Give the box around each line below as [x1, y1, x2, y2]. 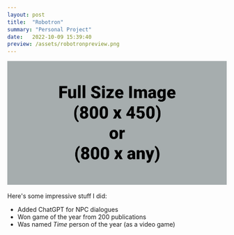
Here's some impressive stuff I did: [7, 192, 107, 200]
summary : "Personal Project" [7, 26, 92, 33]
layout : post [7, 11, 45, 18]
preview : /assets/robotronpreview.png [7, 40, 120, 48]
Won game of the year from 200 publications [17, 213, 146, 221]
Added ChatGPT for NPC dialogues [17, 205, 118, 213]
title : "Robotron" [7, 18, 64, 26]
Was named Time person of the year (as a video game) [17, 220, 175, 228]
